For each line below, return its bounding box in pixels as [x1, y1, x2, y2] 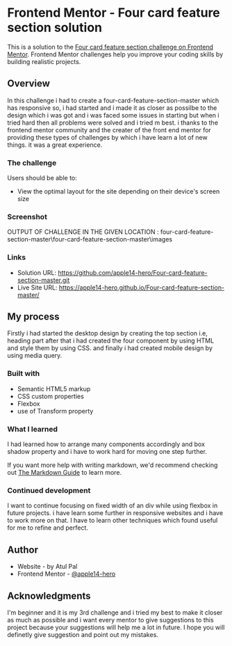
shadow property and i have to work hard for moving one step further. [7, 448, 207, 456]
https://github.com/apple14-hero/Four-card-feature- [58, 268, 208, 276]
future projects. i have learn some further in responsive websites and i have [7, 509, 224, 517]
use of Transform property [17, 407, 94, 415]
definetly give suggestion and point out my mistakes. [7, 630, 158, 638]
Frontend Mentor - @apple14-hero [17, 569, 116, 578]
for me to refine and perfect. [7, 523, 89, 532]
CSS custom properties [17, 392, 85, 400]
